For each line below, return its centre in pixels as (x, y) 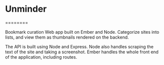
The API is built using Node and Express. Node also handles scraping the (80, 46)
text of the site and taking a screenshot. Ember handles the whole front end (82, 52)
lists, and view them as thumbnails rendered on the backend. (67, 37)
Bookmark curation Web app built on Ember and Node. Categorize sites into (82, 32)
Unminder (26, 9)
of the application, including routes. (41, 57)
